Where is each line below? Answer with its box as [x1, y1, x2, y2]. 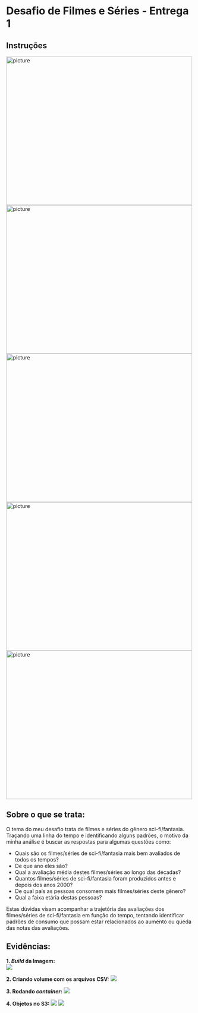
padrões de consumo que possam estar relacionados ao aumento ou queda [6, 918, 192, 925]
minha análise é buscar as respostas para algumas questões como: [6, 838, 171, 845]
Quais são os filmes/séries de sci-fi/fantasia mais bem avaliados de [14, 850, 180, 857]
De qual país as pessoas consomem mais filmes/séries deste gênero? [14, 887, 186, 895]
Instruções [6, 40, 48, 51]
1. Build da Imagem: [6, 957, 55, 964]
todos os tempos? [14, 856, 59, 863]
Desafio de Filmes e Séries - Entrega [6, 4, 189, 18]
